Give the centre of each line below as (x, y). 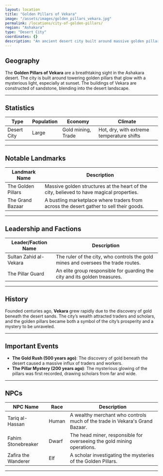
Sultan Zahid (22, 257)
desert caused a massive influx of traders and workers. (67, 363)
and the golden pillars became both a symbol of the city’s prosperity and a (79, 321)
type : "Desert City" (26, 32)
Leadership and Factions (43, 229)
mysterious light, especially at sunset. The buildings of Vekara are (71, 83)
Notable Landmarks (35, 158)
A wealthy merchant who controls (108, 415)
